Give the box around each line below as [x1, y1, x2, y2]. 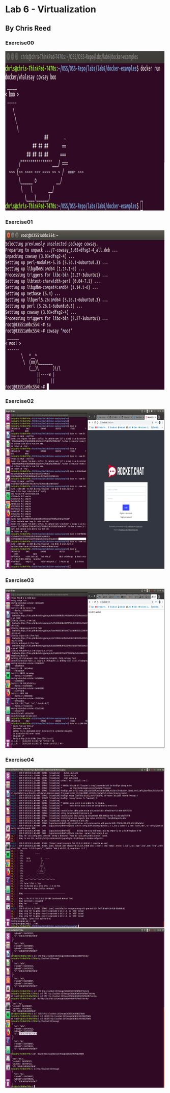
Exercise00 [5, 39, 35, 46]
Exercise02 [5, 398, 34, 405]
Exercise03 [5, 577, 34, 584]
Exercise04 [5, 756, 35, 763]
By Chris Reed [5, 24, 51, 33]
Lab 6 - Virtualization [5, 4, 97, 15]
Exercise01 [5, 218, 33, 225]
